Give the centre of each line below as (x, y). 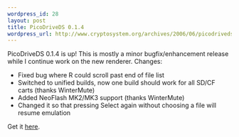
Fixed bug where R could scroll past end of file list (91, 75)
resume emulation (44, 113)
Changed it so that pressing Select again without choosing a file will (117, 105)
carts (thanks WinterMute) (56, 90)
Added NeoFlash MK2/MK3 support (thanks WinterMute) (101, 98)
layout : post (27, 21)
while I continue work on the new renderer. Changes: (85, 62)
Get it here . (24, 127)
